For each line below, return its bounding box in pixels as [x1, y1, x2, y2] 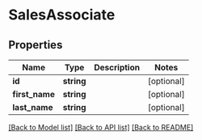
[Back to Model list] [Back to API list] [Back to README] [8, 123, 194, 132]
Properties [8, 38, 63, 52]
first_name [12, 89, 55, 100]
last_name [12, 102, 53, 112]
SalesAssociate [8, 6, 116, 24]
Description [94, 62, 140, 73]
